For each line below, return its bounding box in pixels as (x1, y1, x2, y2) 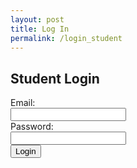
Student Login (10, 70, 100, 87)
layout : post (10, 14, 65, 25)
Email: (10, 97, 36, 109)
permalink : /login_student (10, 33, 123, 43)
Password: (10, 121, 54, 133)
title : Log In (10, 24, 70, 34)
